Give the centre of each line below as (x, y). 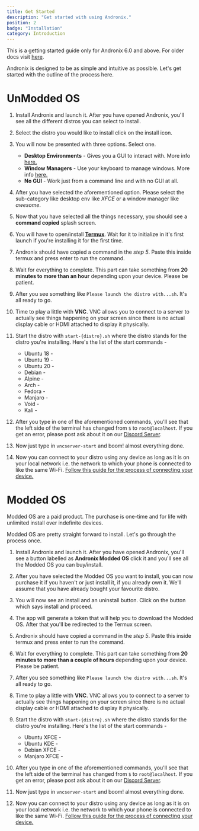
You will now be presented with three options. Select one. (86, 144)
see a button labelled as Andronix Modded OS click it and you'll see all (102, 558)
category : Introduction (36, 34)
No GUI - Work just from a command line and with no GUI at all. (101, 181)
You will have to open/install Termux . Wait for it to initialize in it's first (99, 234)
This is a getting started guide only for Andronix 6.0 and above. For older (95, 50)
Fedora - (35, 391)
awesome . (28, 205)
